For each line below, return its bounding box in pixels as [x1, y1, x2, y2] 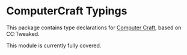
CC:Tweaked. [6, 30, 40, 37]
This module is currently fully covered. [6, 42, 102, 49]
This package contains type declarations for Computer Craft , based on [6, 24, 182, 31]
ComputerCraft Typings [6, 4, 127, 18]
